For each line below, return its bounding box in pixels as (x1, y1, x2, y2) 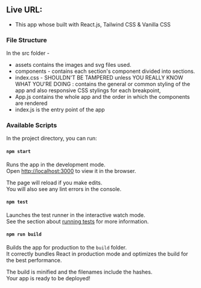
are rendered (14, 99, 48, 107)
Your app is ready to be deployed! (6, 275, 91, 282)
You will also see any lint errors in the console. (6, 185, 122, 192)
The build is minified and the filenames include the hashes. (6, 268, 153, 276)
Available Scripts (6, 121, 57, 130)
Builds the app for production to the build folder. (6, 244, 127, 251)
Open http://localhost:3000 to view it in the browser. (6, 167, 136, 174)
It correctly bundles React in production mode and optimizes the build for (6, 250, 188, 258)
